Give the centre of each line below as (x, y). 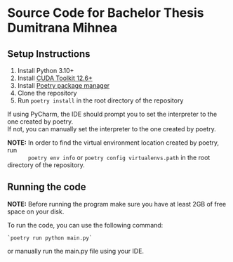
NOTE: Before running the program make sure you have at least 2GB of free (117, 204)
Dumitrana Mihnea (62, 28)
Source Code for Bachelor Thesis (106, 13)
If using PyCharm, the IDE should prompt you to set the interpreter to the (112, 114)
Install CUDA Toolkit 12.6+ (55, 78)
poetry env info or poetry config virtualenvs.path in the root (119, 157)
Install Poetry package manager (64, 85)
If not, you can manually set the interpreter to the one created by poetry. (112, 129)
